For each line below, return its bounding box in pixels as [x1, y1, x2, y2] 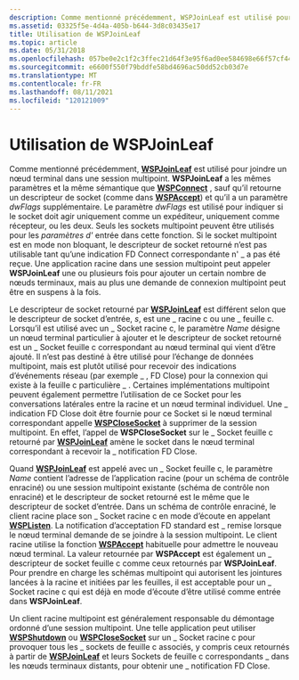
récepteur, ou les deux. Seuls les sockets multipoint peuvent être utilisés [9, 220, 275, 232]
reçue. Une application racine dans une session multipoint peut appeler [9, 258, 271, 269]
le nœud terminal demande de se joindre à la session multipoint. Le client [9, 529, 278, 540]
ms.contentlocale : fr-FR [9, 79, 101, 88]
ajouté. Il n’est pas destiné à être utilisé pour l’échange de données [9, 351, 254, 362]
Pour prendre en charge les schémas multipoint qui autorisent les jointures [9, 568, 283, 578]
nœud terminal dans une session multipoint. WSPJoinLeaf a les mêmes [9, 173, 271, 184]
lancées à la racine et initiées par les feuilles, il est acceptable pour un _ [9, 577, 272, 588]
